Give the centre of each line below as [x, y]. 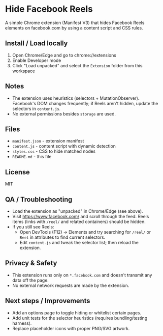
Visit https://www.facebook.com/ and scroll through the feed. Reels [81, 216]
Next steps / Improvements [48, 301]
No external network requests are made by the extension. [71, 285]
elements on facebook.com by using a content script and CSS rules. [74, 28]
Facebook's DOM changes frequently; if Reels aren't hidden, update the [85, 103]
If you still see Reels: [33, 227]
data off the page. [31, 280]
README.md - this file [32, 157]
